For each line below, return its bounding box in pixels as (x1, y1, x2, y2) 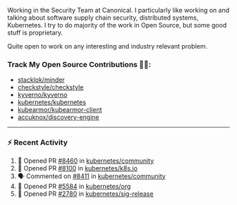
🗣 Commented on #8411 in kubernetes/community (17, 172, 166, 180)
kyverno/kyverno (17, 91, 68, 99)
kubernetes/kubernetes (17, 98, 87, 106)
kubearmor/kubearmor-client (17, 106, 102, 114)
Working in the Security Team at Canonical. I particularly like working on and (7, 6, 230, 14)
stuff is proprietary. (7, 28, 63, 37)
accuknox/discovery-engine (17, 113, 99, 122)
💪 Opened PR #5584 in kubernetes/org (17, 182, 131, 190)
